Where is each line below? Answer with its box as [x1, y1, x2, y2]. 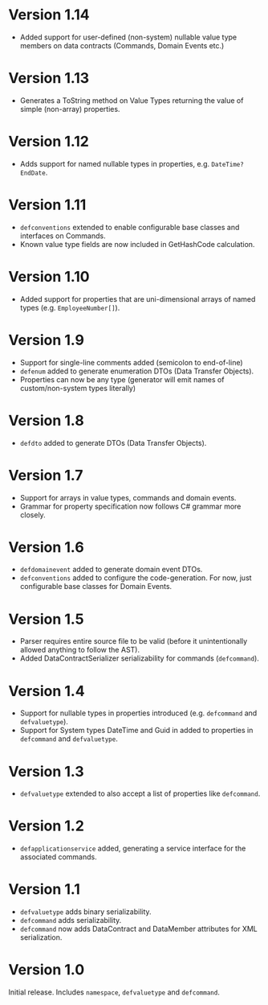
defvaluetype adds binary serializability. [19, 907, 152, 916]
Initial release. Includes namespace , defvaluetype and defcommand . [8, 987, 221, 997]
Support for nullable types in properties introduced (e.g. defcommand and [19, 708, 258, 718]
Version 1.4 [8, 682, 86, 700]
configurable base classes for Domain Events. [19, 582, 173, 591]
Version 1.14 [8, 6, 90, 24]
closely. [19, 509, 46, 520]
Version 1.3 [8, 762, 84, 781]
